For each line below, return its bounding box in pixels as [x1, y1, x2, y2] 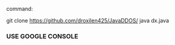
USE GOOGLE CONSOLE [6, 32, 79, 40]
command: [6, 5, 33, 12]
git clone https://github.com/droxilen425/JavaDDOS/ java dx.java [6, 17, 169, 24]
